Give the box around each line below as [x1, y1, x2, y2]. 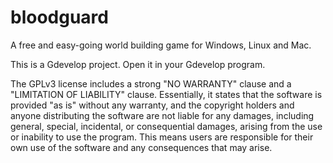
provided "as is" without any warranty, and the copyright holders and [10, 99, 295, 111]
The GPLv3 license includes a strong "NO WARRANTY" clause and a [10, 77, 292, 90]
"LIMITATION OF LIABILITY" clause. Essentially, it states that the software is [10, 88, 323, 100]
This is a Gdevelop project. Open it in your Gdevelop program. [10, 58, 266, 70]
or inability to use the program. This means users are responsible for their [10, 131, 314, 143]
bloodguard [10, 6, 109, 29]
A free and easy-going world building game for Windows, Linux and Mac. [10, 39, 312, 51]
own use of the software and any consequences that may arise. [10, 141, 273, 153]
